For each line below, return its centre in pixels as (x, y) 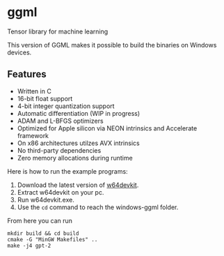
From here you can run (40, 220)
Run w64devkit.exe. (46, 199)
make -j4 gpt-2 (29, 246)
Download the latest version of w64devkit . (78, 185)
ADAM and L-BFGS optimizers (60, 121)
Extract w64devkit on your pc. (61, 192)
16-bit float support (45, 98)
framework (33, 135)
